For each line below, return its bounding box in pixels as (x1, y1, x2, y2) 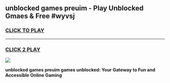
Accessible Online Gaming (5, 72, 62, 78)
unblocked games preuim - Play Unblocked (5, 4, 144, 13)
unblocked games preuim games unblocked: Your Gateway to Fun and (5, 66, 155, 72)
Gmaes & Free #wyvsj (5, 12, 75, 21)
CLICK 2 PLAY (5, 46, 40, 53)
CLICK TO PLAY (5, 27, 45, 34)
